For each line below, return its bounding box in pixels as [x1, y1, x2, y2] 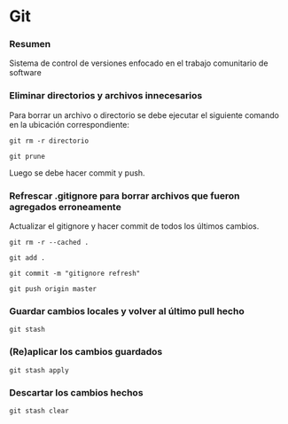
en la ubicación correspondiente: [9, 119, 130, 130]
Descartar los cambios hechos [9, 386, 144, 398]
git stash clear [9, 406, 69, 415]
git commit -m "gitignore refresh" [9, 269, 141, 279]
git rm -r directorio [9, 136, 90, 145]
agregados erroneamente [9, 200, 121, 213]
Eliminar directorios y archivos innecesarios [9, 90, 203, 102]
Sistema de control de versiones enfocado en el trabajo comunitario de [9, 58, 269, 68]
